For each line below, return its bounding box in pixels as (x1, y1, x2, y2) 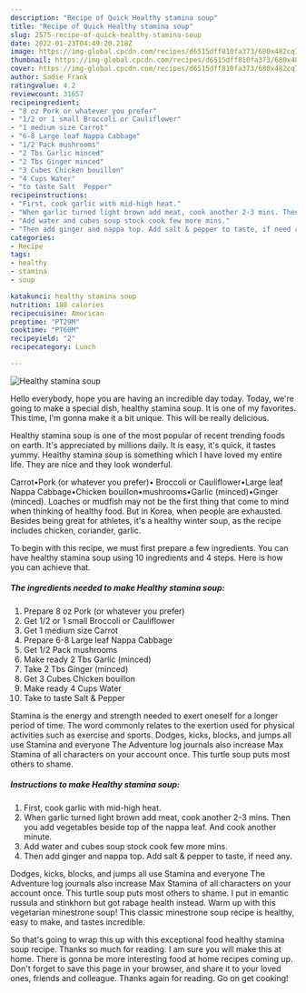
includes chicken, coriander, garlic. (10, 525, 142, 536)
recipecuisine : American (10, 308, 104, 318)
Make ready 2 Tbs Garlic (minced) (23, 654, 153, 665)
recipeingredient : (10, 97, 80, 107)
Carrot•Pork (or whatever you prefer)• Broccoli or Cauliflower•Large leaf (10, 476, 284, 487)
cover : (10, 65, 35, 74)
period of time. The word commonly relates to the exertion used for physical (10, 719, 295, 730)
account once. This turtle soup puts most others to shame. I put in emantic (10, 888, 290, 898)
